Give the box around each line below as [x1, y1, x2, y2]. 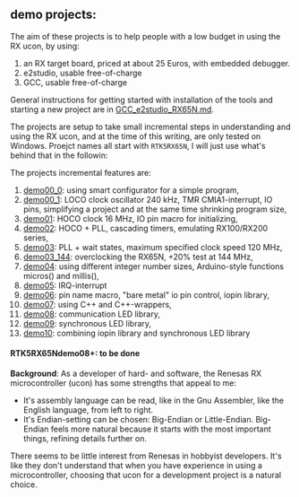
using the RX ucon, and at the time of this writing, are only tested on [10, 130, 261, 142]
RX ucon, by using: [10, 40, 80, 51]
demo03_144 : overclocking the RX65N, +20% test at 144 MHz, [22, 251, 253, 262]
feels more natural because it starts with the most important [50, 423, 271, 434]
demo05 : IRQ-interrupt [22, 280, 107, 291]
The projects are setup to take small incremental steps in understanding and [10, 121, 291, 132]
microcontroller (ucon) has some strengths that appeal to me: [10, 378, 236, 388]
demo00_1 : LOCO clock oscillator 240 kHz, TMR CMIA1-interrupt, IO [22, 194, 273, 205]
